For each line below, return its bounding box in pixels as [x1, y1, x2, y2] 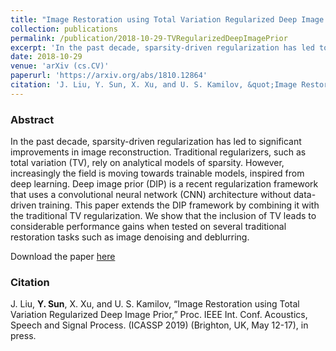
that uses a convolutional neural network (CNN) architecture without [10, 189, 292, 201]
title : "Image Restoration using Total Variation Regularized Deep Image [10, 14, 325, 25]
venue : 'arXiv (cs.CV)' [10, 61, 110, 71]
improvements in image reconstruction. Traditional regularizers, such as [10, 146, 307, 158]
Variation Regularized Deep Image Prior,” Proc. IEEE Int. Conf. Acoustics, [10, 309, 308, 321]
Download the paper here [10, 251, 116, 263]
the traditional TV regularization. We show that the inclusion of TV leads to [10, 210, 317, 222]
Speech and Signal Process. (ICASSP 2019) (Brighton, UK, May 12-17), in [10, 319, 309, 331]
